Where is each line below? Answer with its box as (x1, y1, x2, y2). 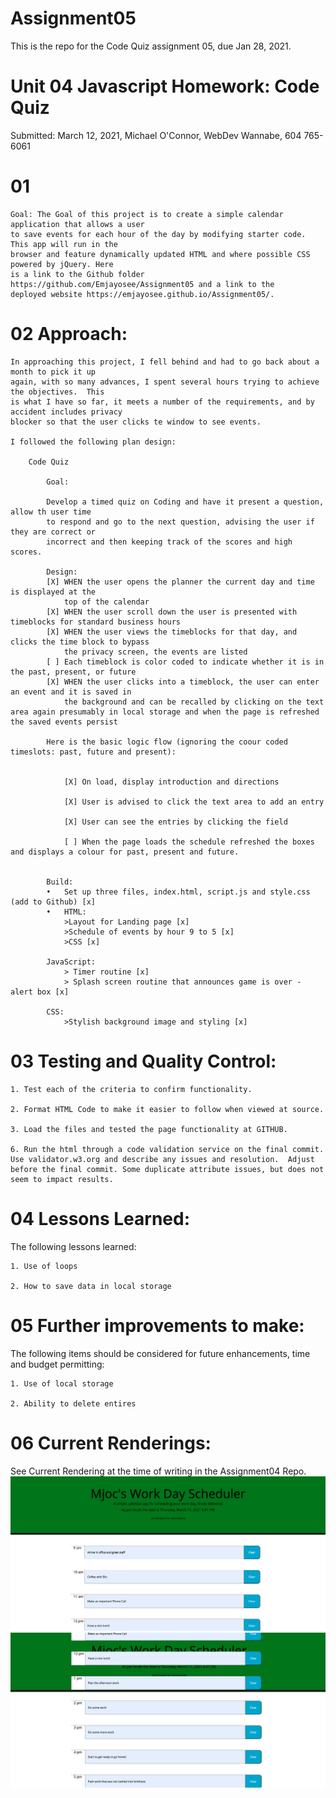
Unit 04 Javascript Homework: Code (10, 75, 320, 98)
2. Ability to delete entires (10, 1398, 137, 1409)
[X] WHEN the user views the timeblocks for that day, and (46, 627, 298, 637)
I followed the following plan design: (10, 437, 177, 447)
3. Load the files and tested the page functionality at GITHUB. (10, 1124, 288, 1134)
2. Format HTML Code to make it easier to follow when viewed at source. (10, 1104, 325, 1114)
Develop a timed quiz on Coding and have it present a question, (46, 497, 325, 507)
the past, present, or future (10, 667, 137, 677)
